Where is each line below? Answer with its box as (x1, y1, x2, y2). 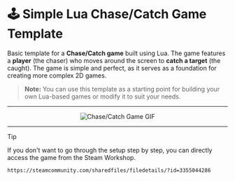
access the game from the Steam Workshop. (7, 153, 136, 161)
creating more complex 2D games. (7, 71, 107, 80)
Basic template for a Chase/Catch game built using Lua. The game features (7, 49, 226, 57)
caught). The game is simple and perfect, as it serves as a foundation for (7, 64, 217, 72)
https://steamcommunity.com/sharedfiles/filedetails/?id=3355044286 (7, 166, 211, 174)
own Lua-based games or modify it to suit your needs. (24, 92, 181, 101)
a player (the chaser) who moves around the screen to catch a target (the (7, 56, 221, 64)
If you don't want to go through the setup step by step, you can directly (7, 145, 213, 154)
